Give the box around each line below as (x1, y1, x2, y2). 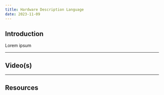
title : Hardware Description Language (5, 7, 84, 12)
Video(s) (5, 61, 32, 70)
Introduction (5, 30, 44, 38)
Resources (5, 83, 39, 92)
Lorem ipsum (5, 42, 32, 49)
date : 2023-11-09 (5, 12, 41, 17)
